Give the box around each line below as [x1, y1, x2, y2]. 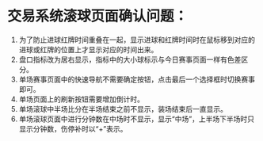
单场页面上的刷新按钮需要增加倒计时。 [18, 94, 144, 104]
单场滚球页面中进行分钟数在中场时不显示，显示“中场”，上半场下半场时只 [18, 114, 255, 124]
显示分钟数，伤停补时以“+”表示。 [18, 124, 128, 133]
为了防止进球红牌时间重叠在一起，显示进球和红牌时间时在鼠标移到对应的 [18, 35, 255, 44]
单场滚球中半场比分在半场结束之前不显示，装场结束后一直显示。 [18, 104, 227, 113]
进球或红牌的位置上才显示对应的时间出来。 [18, 44, 158, 54]
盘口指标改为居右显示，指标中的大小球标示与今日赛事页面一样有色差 [18, 55, 242, 64]
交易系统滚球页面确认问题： [7, 7, 189, 25]
